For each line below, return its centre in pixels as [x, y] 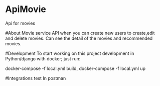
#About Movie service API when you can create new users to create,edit [80, 33]
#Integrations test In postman [36, 78]
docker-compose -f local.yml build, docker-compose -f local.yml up [75, 68]
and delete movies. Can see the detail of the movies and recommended [79, 38]
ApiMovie [26, 9]
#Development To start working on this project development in [70, 53]
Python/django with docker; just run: [43, 58]
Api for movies [20, 23]
